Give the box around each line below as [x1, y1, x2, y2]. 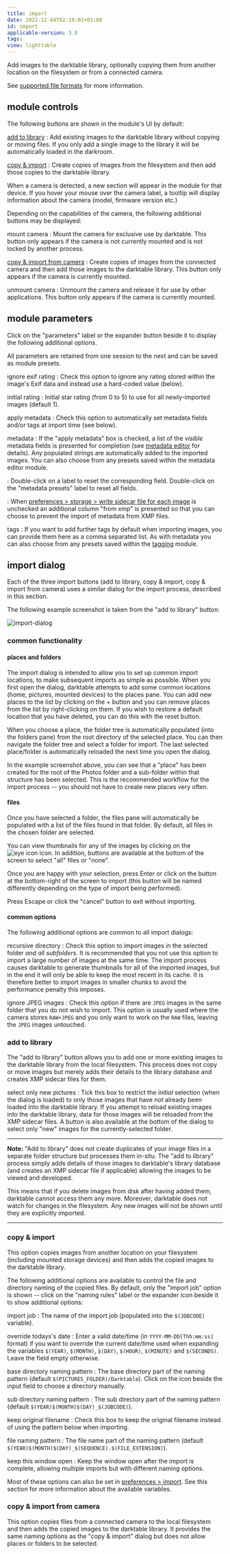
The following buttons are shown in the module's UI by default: [7, 119, 184, 128]
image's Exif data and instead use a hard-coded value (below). [7, 379, 184, 388]
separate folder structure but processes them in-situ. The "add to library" [7, 1152, 214, 1161]
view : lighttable [7, 42, 57, 49]
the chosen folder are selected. [7, 828, 96, 836]
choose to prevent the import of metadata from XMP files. [7, 512, 170, 520]
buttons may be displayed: [7, 216, 82, 225]
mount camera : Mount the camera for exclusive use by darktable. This [7, 229, 207, 238]
